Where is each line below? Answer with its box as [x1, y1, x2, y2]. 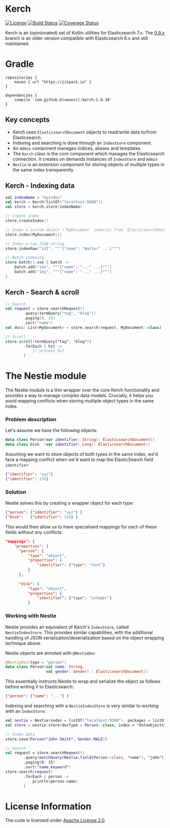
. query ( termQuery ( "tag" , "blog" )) [23, 311, 96, 316]
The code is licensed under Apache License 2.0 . [5, 817, 106, 823]
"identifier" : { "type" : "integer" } [37, 595, 112, 601]
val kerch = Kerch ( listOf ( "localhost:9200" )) [5, 200, 103, 205]
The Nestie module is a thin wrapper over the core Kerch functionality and [5, 387, 159, 393]
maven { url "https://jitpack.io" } [14, 79, 92, 84]
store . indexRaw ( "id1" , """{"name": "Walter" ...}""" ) [5, 246, 121, 251]
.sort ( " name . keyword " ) [23, 765, 71, 770]
